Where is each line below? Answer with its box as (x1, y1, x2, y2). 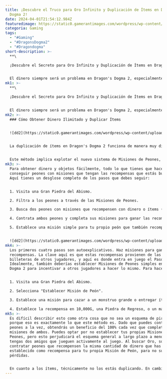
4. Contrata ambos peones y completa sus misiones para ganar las (9, 216, 150, 221)
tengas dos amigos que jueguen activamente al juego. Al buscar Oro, (9, 339, 157, 344)
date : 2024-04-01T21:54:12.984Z (5, 16, 72, 21)
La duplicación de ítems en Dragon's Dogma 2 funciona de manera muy (9, 144, 157, 149)
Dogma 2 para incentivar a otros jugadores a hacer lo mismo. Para (9, 266, 153, 271)
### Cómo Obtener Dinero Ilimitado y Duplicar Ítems (9, 117, 121, 122)
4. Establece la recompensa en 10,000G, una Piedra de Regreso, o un (9, 306, 157, 312)
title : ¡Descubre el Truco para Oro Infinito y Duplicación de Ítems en (5, 7, 159, 12)
